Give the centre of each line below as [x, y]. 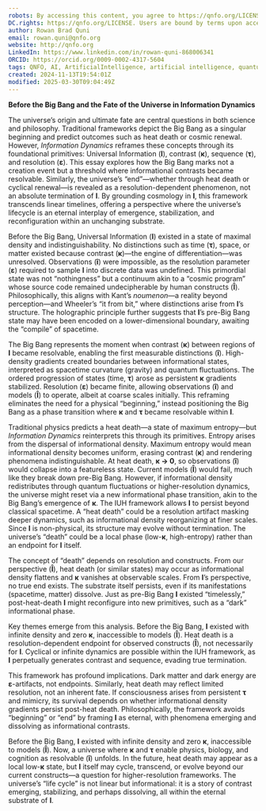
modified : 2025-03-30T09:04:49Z [61, 82]
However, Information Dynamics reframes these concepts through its [121, 145]
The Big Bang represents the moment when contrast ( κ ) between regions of [132, 344]
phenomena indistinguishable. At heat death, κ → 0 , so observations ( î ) [124, 461]
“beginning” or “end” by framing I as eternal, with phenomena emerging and [132, 717]
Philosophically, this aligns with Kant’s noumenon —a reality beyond [118, 295]
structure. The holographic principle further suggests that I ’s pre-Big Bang [129, 312]
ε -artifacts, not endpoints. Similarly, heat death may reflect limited [116, 683]
